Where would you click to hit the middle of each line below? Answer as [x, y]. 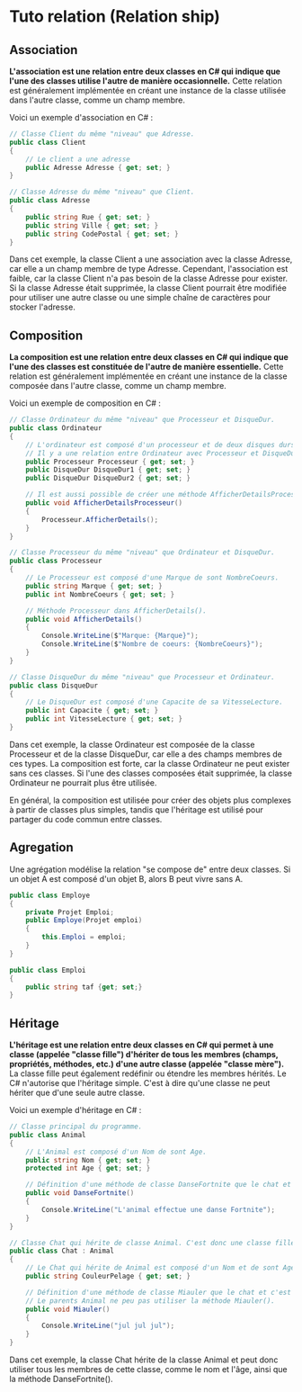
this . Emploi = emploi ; [84, 938]
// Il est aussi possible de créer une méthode [116, 495]
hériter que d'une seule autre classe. [77, 1093]
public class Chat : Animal [62, 1251]
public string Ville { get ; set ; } [92, 225]
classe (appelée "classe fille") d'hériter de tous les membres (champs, [144, 1055]
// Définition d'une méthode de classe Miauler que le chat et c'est [159, 1292]
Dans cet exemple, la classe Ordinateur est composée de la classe [132, 744]
